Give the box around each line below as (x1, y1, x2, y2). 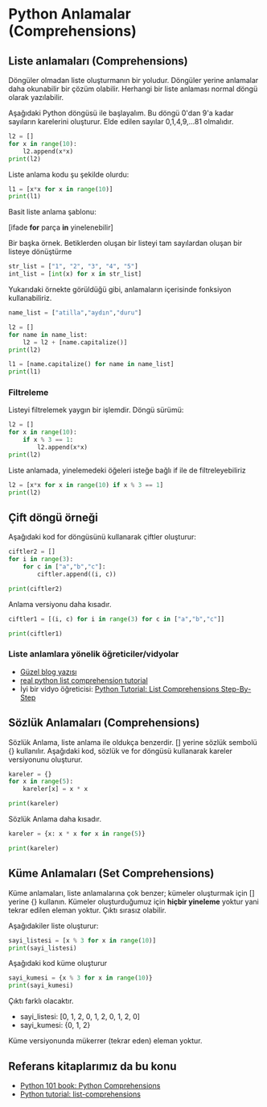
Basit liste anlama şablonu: (8, 207, 97, 217)
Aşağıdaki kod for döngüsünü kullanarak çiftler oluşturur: (8, 532, 197, 542)
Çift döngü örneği (8, 510, 99, 524)
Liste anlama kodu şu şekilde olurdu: (8, 169, 129, 179)
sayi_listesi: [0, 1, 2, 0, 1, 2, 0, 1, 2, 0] (19, 1012, 141, 1022)
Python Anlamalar (8, 5, 131, 23)
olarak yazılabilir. (8, 93, 64, 102)
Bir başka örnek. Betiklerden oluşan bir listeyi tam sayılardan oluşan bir (8, 239, 243, 248)
